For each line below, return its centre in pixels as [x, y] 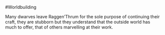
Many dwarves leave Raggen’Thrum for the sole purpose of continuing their [82, 17]
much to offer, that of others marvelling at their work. [59, 27]
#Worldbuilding [21, 7]
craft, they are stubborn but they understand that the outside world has [78, 22]
